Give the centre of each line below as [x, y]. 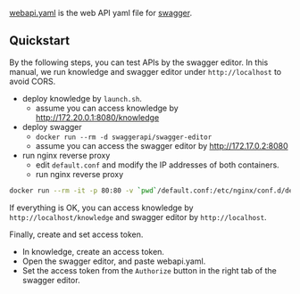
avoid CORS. [33, 81]
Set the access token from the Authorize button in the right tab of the [149, 270]
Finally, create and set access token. [76, 234]
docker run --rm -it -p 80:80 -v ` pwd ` [83, 191]
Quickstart [40, 41]
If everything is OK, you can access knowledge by [101, 208]
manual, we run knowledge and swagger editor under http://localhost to [146, 71]
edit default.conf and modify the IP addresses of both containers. [157, 165]
